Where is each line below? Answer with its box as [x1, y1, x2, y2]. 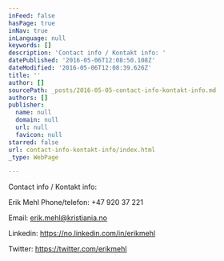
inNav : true [8, 26, 48, 34]
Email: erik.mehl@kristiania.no [8, 213, 108, 223]
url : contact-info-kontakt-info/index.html [8, 146, 156, 154]
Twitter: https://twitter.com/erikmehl [8, 244, 127, 254]
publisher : [8, 101, 45, 109]
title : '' [8, 71, 42, 79]
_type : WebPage [8, 153, 59, 161]
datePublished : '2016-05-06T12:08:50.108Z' [8, 57, 156, 65]
